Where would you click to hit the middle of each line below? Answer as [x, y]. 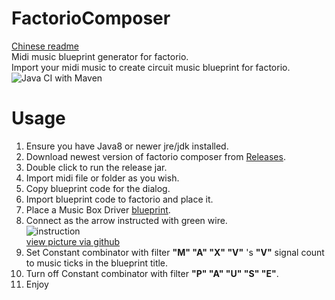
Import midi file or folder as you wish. [102, 178]
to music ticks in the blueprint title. [97, 263]
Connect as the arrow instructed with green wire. [126, 220]
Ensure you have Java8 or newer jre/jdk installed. [127, 146]
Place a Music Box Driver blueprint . [98, 209]
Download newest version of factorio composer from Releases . [155, 156]
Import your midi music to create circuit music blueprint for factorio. [151, 67]
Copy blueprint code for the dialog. [98, 188]
